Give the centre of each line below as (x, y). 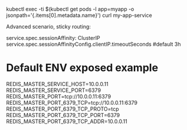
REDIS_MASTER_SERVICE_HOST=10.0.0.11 (57, 84)
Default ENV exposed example (82, 68)
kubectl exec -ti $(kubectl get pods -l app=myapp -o (70, 9)
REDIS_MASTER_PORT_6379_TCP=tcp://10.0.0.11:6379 (72, 102)
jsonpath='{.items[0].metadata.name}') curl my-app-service (79, 15)
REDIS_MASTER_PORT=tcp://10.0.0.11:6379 (58, 96)
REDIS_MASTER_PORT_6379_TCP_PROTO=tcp (63, 109)
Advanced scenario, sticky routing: (49, 27)
